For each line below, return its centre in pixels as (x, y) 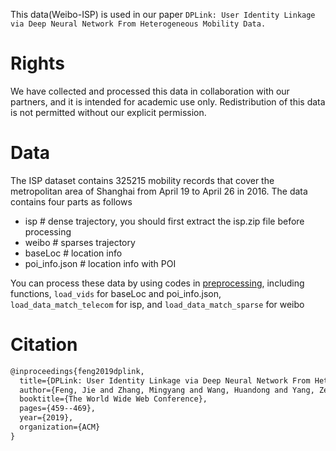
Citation (44, 345)
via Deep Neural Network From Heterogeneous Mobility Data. (138, 24)
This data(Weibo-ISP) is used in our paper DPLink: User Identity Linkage (163, 14)
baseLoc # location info (73, 253)
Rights (37, 63)
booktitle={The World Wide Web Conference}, (113, 399)
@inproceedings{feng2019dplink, (77, 371)
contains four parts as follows (71, 201)
